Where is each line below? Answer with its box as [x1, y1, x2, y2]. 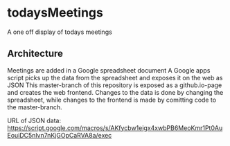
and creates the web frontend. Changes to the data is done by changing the [7, 88, 224, 96]
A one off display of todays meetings [7, 28, 112, 36]
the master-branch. [7, 102, 62, 111]
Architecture [7, 48, 64, 60]
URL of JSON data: [7, 116, 61, 125]
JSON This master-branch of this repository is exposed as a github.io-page [7, 81, 222, 89]
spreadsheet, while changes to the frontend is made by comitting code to [7, 95, 217, 104]
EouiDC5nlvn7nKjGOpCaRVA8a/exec [7, 131, 112, 139]
